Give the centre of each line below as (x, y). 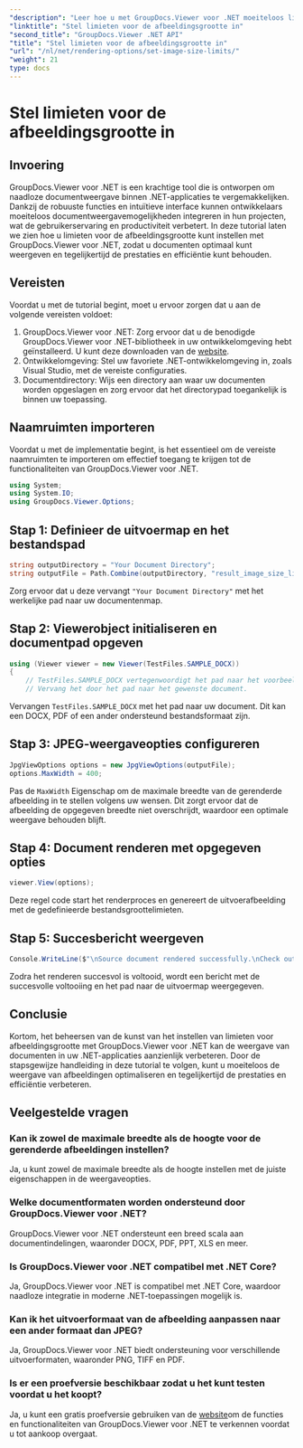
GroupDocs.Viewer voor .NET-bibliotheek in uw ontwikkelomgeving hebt (157, 341)
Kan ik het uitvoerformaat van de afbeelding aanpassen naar (145, 1319)
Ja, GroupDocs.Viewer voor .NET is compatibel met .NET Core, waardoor (145, 1286)
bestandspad (47, 544)
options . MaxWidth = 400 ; (56, 773)
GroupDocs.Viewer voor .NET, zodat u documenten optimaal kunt (131, 244)
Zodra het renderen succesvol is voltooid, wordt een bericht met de (134, 976)
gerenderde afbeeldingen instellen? (89, 1150)
